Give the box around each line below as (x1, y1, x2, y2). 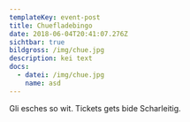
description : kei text (9, 54, 93, 63)
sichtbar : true (9, 37, 65, 47)
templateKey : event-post (9, 12, 101, 22)
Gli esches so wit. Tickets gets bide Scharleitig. (9, 103, 181, 113)
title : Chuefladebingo (9, 21, 93, 30)
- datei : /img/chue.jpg (17, 71, 104, 80)
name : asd (25, 79, 62, 88)
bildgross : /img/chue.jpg (9, 46, 104, 55)
